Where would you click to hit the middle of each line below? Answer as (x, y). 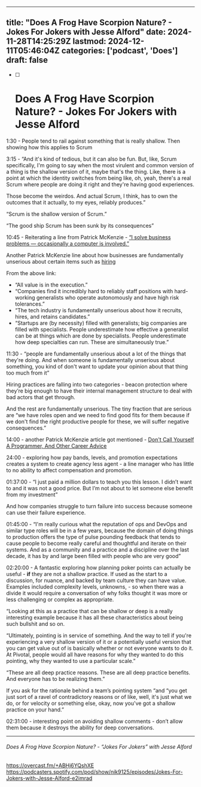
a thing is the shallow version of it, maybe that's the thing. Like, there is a (96, 171)
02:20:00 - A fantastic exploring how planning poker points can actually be (99, 568)
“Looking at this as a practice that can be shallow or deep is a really (89, 611)
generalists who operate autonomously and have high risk (108, 297)
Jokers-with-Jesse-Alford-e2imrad (49, 778)
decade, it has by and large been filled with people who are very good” (94, 556)
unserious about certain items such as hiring (61, 261)
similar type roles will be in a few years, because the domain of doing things (100, 530)
